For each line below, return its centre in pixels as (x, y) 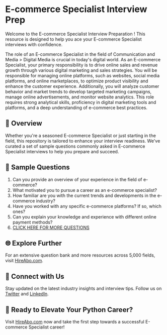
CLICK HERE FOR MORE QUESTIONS (51, 228)
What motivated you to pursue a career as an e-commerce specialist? (85, 190)
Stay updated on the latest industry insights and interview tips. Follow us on (83, 289)
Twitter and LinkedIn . (27, 294)
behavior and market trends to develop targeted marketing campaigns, (78, 91)
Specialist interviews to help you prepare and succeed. (62, 151)
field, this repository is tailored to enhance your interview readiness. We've (83, 141)
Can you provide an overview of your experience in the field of (77, 179)
